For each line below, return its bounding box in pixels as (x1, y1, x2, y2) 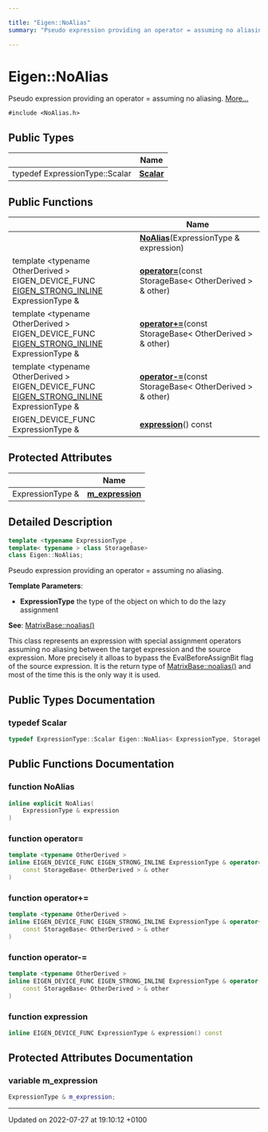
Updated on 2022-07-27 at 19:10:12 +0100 (8, 1115, 148, 1125)
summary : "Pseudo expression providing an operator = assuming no (8, 26, 234, 34)
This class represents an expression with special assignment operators (8, 636, 242, 646)
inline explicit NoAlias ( (8, 799, 94, 807)
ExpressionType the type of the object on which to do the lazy (19, 596, 227, 607)
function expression (8, 1011, 89, 1022)
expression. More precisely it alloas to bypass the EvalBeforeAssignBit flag (8, 653, 254, 663)
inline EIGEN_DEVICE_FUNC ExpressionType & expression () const (8, 1029, 223, 1037)
